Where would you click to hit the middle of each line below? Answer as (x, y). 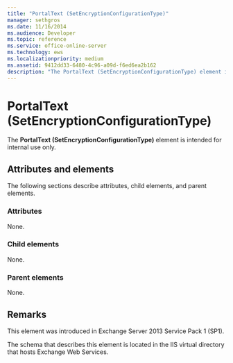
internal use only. (32, 147)
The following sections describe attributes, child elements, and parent (107, 186)
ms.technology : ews (35, 53)
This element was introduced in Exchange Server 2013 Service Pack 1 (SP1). (116, 331)
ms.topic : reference (37, 40)
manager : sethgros (34, 20)
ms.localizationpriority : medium (55, 59)
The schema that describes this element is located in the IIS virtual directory (116, 344)
